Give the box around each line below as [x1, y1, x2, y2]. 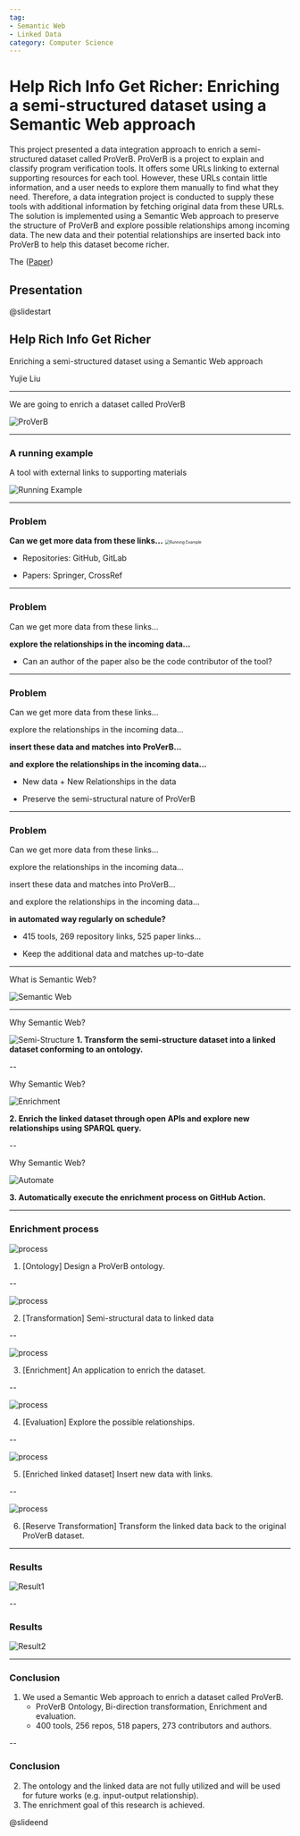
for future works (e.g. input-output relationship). [21, 1789, 199, 1800]
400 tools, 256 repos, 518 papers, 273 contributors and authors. [35, 1721, 272, 1731]
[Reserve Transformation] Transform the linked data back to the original [21, 1520, 287, 1531]
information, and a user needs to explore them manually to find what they [9, 182, 279, 193]
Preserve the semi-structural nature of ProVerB [21, 793, 196, 804]
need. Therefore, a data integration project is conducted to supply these [9, 191, 275, 202]
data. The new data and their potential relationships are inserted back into [9, 230, 281, 241]
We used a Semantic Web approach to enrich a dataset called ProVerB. [21, 1692, 284, 1703]
